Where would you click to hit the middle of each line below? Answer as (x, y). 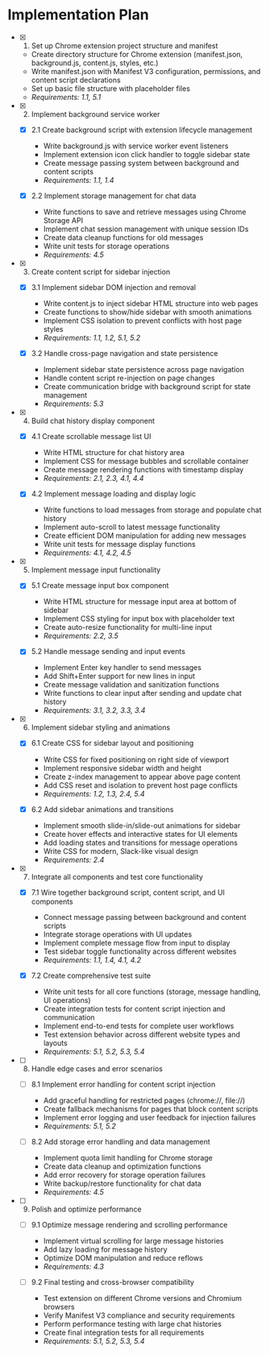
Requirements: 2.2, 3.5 (81, 636)
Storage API (63, 221)
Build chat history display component (93, 421)
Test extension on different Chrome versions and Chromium (143, 1298)
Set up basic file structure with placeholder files (111, 88)
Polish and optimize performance (86, 1209)
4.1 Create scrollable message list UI (91, 437)
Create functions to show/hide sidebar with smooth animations (147, 313)
